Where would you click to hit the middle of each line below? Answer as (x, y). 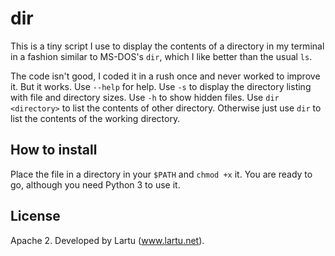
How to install (54, 150)
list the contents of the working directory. (95, 118)
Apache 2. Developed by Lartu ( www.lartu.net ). (107, 240)
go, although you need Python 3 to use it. (95, 184)
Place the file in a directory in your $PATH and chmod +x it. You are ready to (161, 174)
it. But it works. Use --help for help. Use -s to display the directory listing (161, 86)
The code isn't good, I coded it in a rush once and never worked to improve (165, 76)
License (35, 216)
